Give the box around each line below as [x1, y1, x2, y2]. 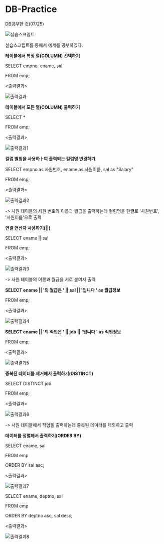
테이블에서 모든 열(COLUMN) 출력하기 [5, 104, 80, 110]
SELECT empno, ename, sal [5, 63, 63, 69]
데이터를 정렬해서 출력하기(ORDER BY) [5, 433, 82, 439]
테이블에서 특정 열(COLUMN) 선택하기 [5, 53, 80, 59]
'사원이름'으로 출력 [5, 214, 42, 220]
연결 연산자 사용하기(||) [5, 225, 51, 231]
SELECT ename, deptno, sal [5, 493, 63, 499]
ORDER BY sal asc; [5, 462, 44, 468]
